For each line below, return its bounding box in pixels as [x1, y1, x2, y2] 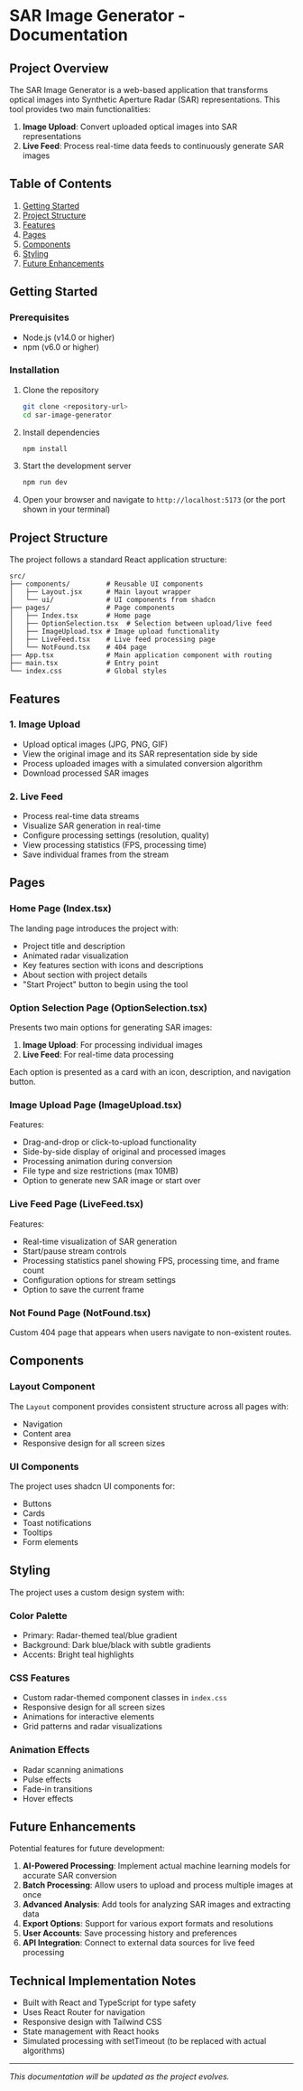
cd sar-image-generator [22, 410, 113, 419]
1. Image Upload [9, 718, 81, 730]
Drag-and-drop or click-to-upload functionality [22, 1136, 197, 1148]
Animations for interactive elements [22, 1711, 155, 1722]
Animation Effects [9, 1744, 90, 1757]
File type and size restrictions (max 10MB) [22, 1165, 179, 1176]
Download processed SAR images [22, 768, 149, 778]
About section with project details [22, 969, 148, 980]
